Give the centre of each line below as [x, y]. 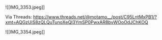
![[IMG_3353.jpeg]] [25, 7]
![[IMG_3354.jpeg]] [25, 32]
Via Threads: [19, 17]
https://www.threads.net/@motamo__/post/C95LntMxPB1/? [95, 17]
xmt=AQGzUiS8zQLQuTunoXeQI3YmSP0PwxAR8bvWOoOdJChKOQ [77, 22]
